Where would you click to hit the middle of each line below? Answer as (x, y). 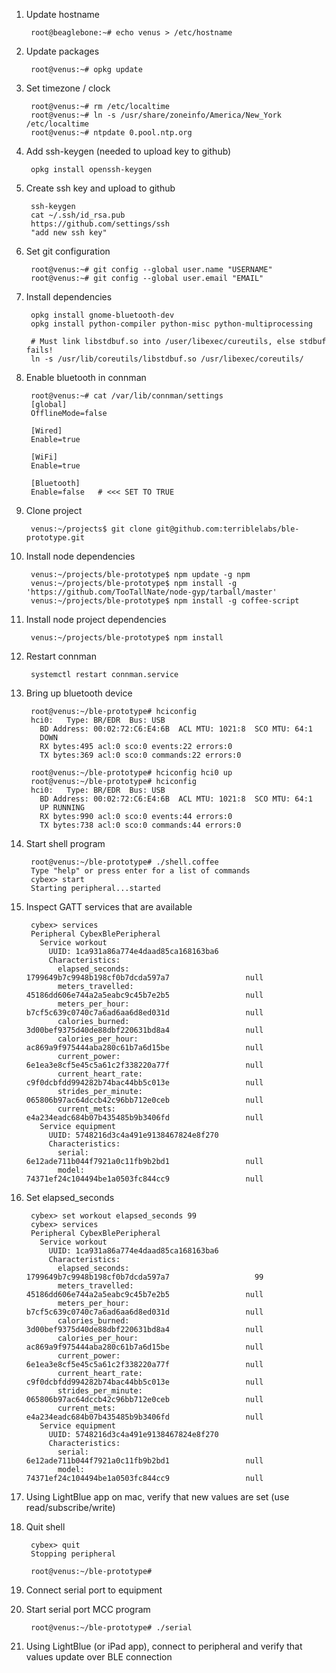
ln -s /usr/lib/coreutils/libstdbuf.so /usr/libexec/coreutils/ (167, 359)
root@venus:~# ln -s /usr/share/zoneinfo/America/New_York (156, 115)
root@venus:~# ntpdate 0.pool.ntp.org (111, 133)
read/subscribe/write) (70, 1507)
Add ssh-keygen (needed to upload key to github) (128, 151)
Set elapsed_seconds (70, 1197)
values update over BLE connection (99, 1657)
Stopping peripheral (73, 1554)
